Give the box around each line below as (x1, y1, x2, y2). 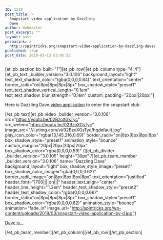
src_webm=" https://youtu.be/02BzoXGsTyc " (5, 122, 94, 128)
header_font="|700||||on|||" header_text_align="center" (5, 179, 117, 185)
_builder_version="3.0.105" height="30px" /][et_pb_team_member (5, 153, 138, 159)
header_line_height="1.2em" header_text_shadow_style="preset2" (5, 185, 139, 190)
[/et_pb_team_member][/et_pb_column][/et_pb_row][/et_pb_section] (5, 229, 143, 236)
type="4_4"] (116, 66, 141, 72)
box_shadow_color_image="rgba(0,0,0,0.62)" (5, 169, 96, 175)
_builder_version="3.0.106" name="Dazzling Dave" (5, 158, 107, 164)
